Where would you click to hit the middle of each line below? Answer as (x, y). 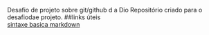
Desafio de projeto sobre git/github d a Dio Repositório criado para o (105, 10)
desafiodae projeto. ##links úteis (54, 17)
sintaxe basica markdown (44, 24)
